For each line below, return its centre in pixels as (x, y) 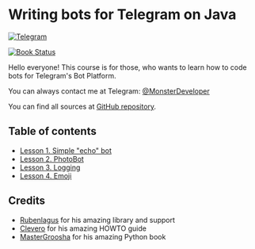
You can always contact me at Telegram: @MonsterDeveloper (109, 91)
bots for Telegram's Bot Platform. (62, 75)
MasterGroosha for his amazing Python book (93, 236)
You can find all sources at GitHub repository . (82, 106)
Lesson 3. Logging (50, 167)
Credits (27, 201)
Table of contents (52, 131)
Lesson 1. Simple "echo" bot (66, 150)
